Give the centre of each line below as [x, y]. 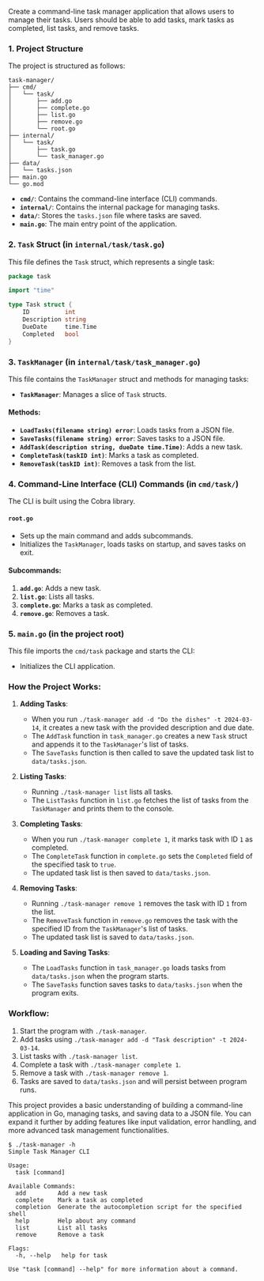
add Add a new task [62, 1193]
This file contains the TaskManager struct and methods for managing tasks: [128, 379]
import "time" [32, 291]
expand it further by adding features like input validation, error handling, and [132, 1121]
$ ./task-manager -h [42, 1145]
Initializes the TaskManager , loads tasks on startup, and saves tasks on [133, 544]
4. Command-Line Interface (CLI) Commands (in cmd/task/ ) [124, 484]
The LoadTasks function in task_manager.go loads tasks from [129, 968]
